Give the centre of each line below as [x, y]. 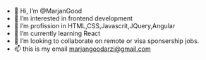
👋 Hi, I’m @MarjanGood [48, 11]
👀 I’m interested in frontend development [73, 18]
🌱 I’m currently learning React [57, 33]
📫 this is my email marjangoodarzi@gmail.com [83, 49]
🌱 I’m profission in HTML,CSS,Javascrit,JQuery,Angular [95, 26]
